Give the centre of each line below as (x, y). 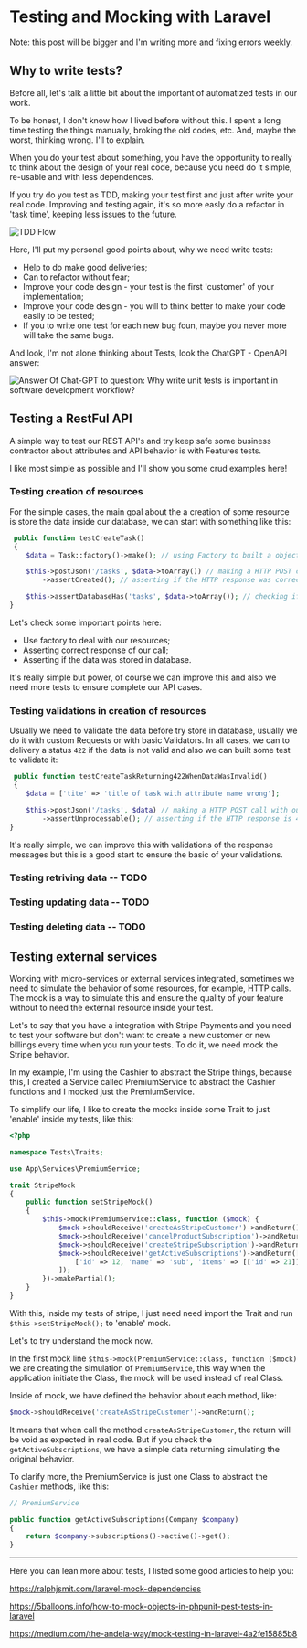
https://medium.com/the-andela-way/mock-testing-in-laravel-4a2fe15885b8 (153, 1634)
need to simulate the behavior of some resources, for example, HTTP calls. (150, 988)
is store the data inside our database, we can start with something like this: (150, 521)
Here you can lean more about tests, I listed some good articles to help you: (152, 1571)
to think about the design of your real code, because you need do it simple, (151, 167)
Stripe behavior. (39, 1055)
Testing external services (84, 957)
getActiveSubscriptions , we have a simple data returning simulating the (145, 1449)
